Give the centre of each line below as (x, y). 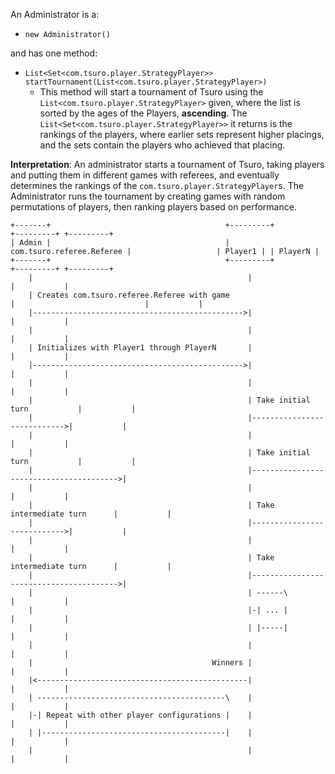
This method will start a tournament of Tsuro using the (151, 92)
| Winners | (140, 663)
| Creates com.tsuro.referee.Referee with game (129, 295)
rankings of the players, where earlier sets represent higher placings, (182, 134)
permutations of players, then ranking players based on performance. (153, 207)
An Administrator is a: (55, 14)
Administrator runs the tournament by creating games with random (148, 196)
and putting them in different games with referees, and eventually (145, 175)
